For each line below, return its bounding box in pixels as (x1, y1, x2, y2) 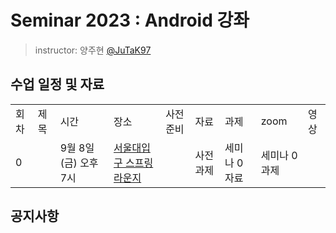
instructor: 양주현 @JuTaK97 (34, 44, 152, 56)
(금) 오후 (59, 156, 99, 170)
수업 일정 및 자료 (10, 76, 105, 93)
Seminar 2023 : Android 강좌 (10, 9, 250, 32)
